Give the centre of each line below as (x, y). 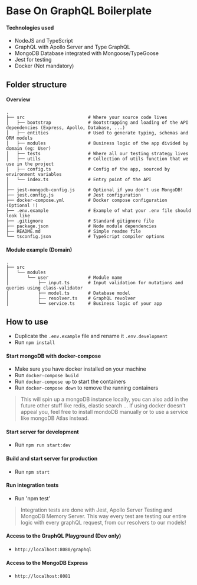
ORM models (19, 138)
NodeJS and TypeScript (44, 41)
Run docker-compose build (47, 375)
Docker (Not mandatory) (44, 66)
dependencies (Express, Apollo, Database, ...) (66, 128)
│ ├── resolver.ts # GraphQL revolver (71, 298)
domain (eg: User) (29, 148)
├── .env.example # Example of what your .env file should (99, 210)
